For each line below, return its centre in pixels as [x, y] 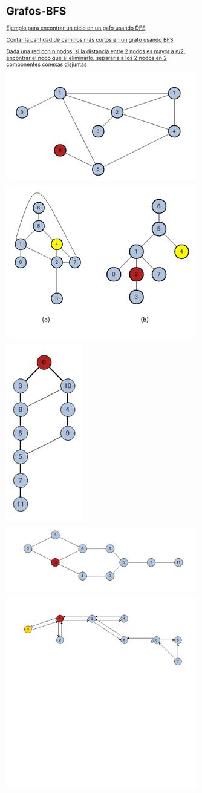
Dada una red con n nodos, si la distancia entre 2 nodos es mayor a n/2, [96, 51]
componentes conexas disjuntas [47, 64]
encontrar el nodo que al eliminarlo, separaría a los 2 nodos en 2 [87, 58]
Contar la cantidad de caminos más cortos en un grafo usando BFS [90, 39]
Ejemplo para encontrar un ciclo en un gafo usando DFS [76, 28]
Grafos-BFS [36, 11]
